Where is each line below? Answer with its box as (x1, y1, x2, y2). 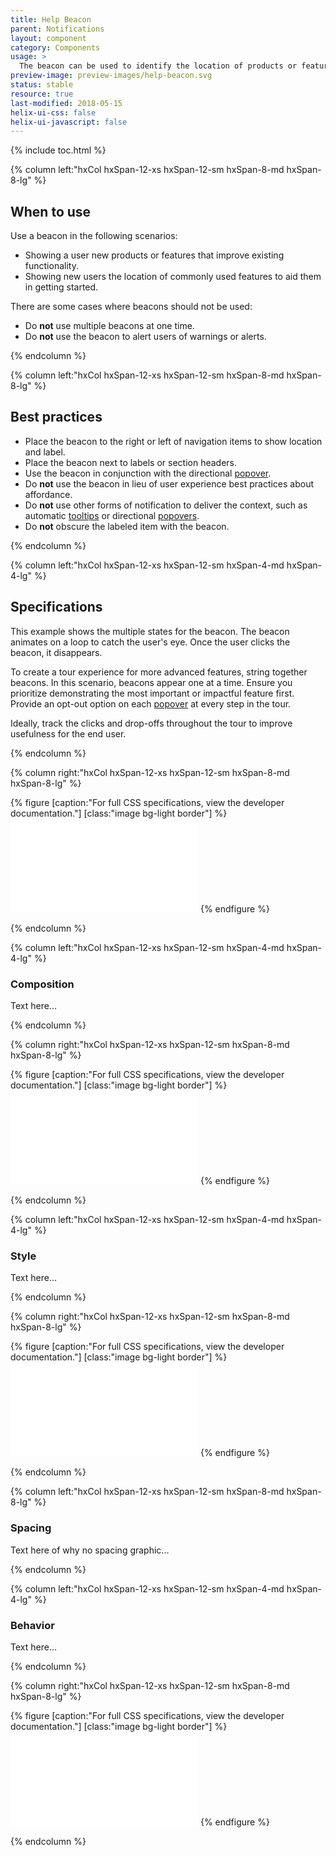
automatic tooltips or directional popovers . (24, 509, 200, 521)
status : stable (10, 80, 74, 90)
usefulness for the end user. (10, 727, 127, 740)
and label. (24, 446, 66, 458)
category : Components (10, 42, 101, 53)
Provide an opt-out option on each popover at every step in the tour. (10, 697, 292, 710)
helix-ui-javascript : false (10, 117, 128, 127)
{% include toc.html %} (10, 144, 107, 156)
